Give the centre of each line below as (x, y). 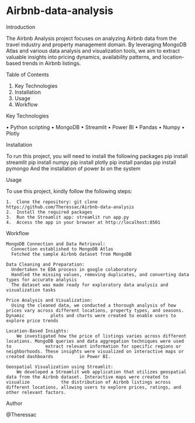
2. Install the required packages (49, 212)
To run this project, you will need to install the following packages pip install (97, 156)
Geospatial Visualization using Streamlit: (60, 367)
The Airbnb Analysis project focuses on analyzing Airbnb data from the (91, 38)
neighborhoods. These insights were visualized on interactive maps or (95, 351)
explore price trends (32, 321)
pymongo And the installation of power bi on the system (73, 168)
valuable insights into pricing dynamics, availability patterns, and (84, 57)
